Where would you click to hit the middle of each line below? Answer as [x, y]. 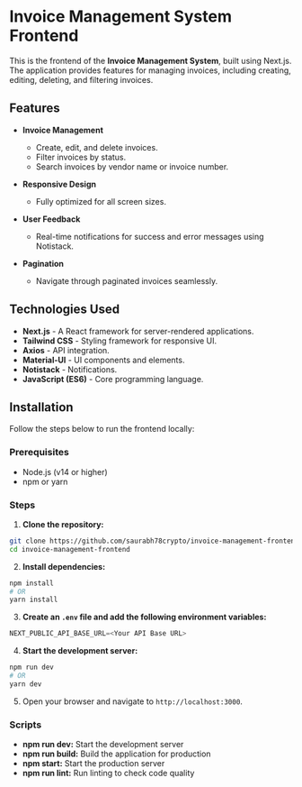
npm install [31, 583]
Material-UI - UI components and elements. [103, 360]
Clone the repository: [63, 524]
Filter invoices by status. [81, 157]
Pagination [43, 263]
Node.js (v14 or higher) [65, 471]
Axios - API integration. [66, 350]
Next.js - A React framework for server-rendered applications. [138, 331]
